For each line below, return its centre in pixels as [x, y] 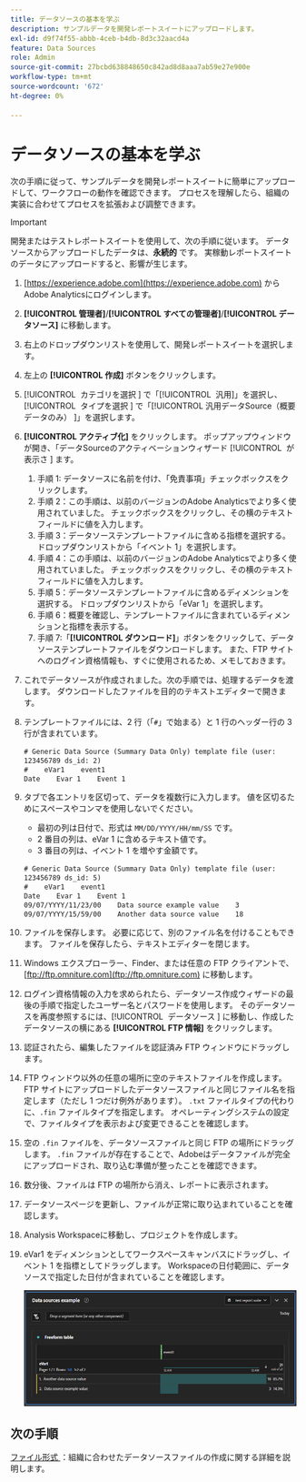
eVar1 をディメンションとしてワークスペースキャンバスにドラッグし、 [153, 1255]
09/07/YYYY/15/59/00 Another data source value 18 [133, 914]
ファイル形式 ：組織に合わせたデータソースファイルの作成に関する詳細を [147, 1457]
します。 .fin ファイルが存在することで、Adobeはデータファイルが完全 [157, 1154]
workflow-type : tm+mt [51, 77]
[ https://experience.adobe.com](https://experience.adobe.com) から [152, 283]
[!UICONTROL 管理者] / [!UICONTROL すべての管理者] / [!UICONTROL [150, 314]
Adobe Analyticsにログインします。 [90, 295]
